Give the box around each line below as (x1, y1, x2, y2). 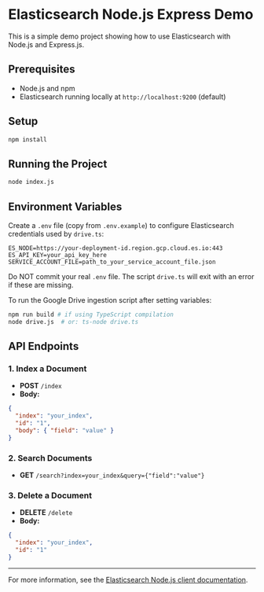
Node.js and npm (19, 83, 75, 93)
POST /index (19, 381, 62, 391)
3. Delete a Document (8, 490, 93, 501)
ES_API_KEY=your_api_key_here (8, 251, 108, 259)
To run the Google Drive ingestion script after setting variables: (8, 295, 212, 304)
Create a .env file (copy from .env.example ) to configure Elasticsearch (8, 220, 234, 230)
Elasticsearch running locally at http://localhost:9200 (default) (19, 92, 226, 101)
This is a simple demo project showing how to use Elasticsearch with (8, 31, 231, 41)
